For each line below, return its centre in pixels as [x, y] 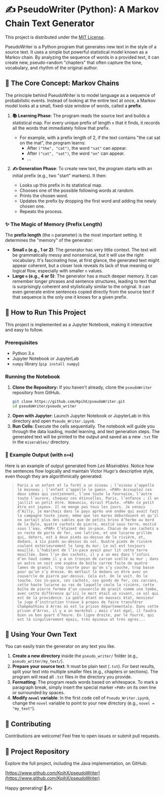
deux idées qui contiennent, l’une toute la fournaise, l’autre [84, 494]
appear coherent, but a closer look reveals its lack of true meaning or [82, 265]
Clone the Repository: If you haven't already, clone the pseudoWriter [82, 387]
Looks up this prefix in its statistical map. [61, 185]
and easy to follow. [24, 330]
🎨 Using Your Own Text [41, 634]
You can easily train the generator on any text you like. [60, 646]
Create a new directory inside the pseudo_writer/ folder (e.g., [75, 656]
